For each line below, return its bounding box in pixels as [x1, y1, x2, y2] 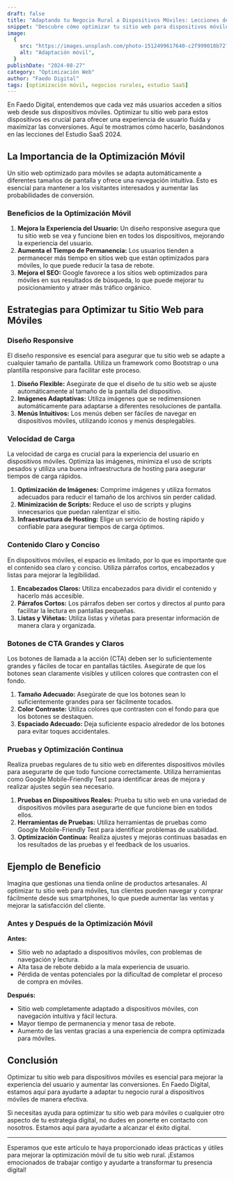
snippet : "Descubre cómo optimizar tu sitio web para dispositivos [7, 23, 208, 30]
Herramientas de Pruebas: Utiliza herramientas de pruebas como [17, 818, 207, 826]
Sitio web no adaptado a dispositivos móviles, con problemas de [17, 948, 202, 957]
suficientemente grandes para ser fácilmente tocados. [17, 697, 173, 706]
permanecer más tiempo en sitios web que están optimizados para [17, 254, 209, 262]
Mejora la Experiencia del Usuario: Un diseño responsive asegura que [17, 224, 221, 233]
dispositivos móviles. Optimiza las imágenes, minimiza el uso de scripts [7, 457, 212, 465]
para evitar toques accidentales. [17, 727, 110, 735]
